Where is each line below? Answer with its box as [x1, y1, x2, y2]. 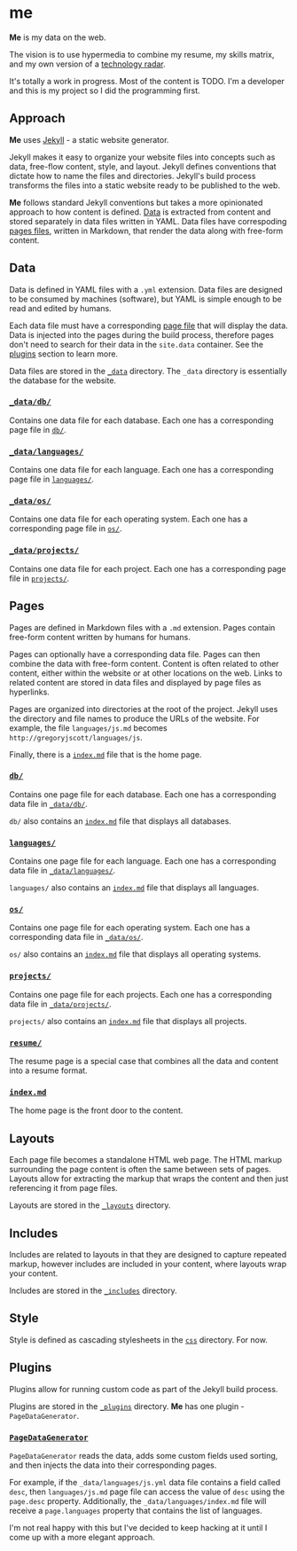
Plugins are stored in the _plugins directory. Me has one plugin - [9, 1400, 246, 1412]
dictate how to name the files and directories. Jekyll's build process [9, 170, 256, 181]
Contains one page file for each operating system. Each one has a [9, 922, 251, 933]
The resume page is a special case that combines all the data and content [9, 1056, 279, 1067]
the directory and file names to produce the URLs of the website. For [9, 713, 260, 724]
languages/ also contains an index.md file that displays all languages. [9, 882, 260, 893]
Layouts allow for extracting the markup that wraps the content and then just [9, 1173, 289, 1184]
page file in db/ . [9, 424, 66, 435]
